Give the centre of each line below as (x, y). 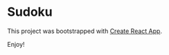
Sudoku (30, 12)
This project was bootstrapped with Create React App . (85, 31)
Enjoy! (16, 44)
